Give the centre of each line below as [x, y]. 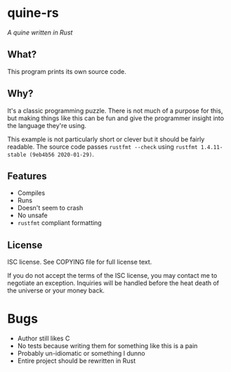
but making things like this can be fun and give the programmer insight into [116, 118]
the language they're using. [47, 125]
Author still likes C [44, 338]
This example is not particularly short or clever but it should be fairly [106, 139]
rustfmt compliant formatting [59, 223]
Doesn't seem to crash [50, 208]
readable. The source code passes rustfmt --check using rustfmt [103, 146]
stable [17, 155]
